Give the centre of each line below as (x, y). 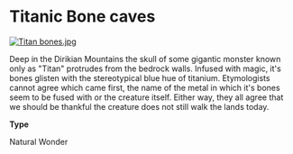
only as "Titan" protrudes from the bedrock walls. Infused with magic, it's (145, 68)
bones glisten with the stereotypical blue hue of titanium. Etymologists (140, 77)
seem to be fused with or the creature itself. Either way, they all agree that (146, 97)
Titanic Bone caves (82, 17)
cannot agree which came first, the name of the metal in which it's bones (145, 87)
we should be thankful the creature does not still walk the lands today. (139, 106)
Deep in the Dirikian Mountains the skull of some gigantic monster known (145, 59)
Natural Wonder (39, 141)
